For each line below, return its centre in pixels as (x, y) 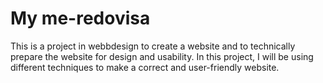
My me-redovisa (80, 18)
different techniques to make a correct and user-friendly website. (145, 67)
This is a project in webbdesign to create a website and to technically (153, 46)
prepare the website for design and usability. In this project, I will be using (162, 56)
